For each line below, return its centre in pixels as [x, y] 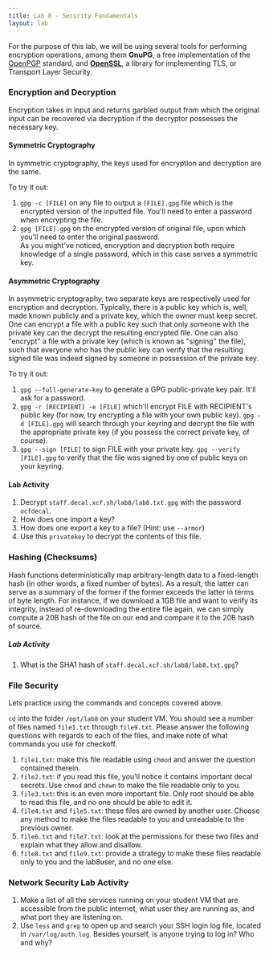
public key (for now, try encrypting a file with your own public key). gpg [137, 415]
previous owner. [47, 827]
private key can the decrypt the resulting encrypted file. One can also [123, 333]
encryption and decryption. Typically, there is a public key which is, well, [128, 307]
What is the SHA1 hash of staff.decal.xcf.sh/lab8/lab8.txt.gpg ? [129, 664]
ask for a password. [53, 398]
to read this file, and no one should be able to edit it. [106, 802]
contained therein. [50, 768]
